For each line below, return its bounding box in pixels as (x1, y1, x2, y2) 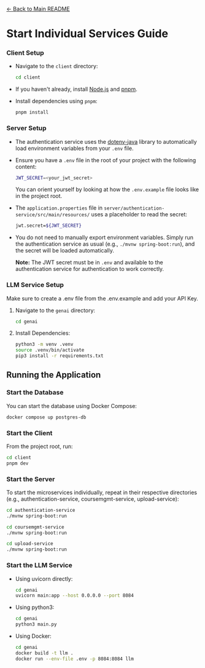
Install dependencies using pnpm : (15, 98, 98, 105)
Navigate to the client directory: (15, 63, 98, 70)
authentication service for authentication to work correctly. (15, 265, 164, 273)
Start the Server (6, 474, 55, 483)
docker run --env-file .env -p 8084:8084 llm (15, 656, 134, 662)
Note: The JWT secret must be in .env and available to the (15, 259, 164, 266)
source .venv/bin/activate (15, 347, 85, 353)
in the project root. (15, 192, 63, 200)
